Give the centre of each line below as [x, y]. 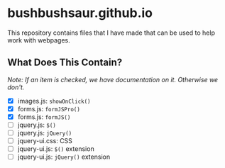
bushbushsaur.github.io [80, 13]
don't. [16, 87]
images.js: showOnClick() [54, 101]
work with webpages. [39, 40]
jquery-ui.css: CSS [45, 141]
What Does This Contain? [65, 63]
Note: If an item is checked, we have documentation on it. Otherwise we [113, 79]
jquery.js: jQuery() [45, 133]
